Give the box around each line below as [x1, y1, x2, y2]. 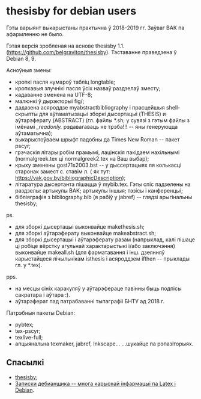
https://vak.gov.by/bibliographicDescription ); [14, 174, 126, 181]
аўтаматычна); [14, 129, 53, 137]
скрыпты [14, 110, 38, 117]
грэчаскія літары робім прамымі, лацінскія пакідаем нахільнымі [14, 149, 180, 156]
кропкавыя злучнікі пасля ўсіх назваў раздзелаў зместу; [14, 84, 161, 91]
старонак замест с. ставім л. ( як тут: [14, 167, 111, 175]
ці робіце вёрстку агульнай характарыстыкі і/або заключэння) [14, 242, 176, 249]
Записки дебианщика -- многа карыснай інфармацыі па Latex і [14, 380, 176, 387]
